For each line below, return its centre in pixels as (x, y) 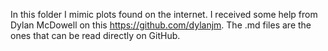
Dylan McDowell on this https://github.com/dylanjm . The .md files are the (161, 25)
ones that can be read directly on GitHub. (95, 35)
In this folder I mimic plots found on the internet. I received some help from (164, 14)
